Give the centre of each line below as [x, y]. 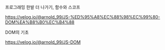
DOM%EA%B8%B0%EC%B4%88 [40, 22]
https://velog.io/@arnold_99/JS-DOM [43, 42]
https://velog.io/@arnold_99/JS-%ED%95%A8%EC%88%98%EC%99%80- [83, 17]
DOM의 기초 [17, 32]
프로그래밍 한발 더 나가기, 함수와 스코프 [43, 7]
